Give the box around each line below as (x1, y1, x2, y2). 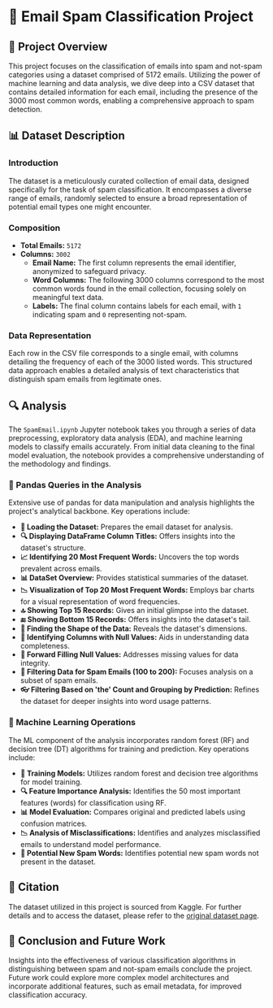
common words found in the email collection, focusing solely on (32, 284, 246, 293)
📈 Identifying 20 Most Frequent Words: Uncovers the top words (19, 552, 240, 562)
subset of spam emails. (19, 676, 99, 685)
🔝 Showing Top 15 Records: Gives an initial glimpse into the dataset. (19, 606, 249, 615)
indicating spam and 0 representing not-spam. (32, 309, 188, 319)
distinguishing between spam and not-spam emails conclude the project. (8, 964, 253, 974)
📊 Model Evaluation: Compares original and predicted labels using (19, 806, 246, 816)
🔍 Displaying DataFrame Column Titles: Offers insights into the (19, 532, 236, 541)
